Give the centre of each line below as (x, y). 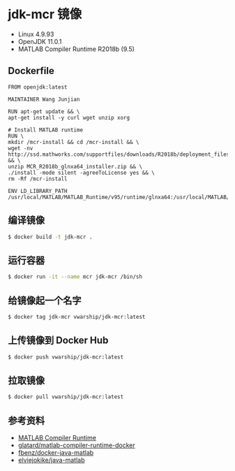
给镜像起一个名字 (45, 300)
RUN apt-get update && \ (44, 111)
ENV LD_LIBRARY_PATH (38, 191)
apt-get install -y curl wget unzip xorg (69, 117)
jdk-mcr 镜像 (45, 14)
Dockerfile (31, 71)
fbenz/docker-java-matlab (56, 452)
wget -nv (21, 148)
